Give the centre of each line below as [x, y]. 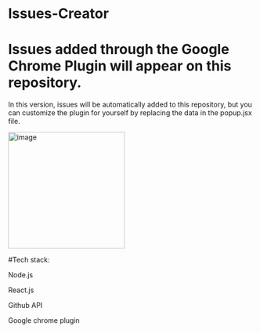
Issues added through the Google [119, 50]
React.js [21, 290]
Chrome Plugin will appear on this [120, 66]
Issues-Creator [59, 14]
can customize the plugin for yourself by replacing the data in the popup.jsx [130, 113]
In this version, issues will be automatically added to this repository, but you [130, 105]
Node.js [21, 275]
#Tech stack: [29, 260]
